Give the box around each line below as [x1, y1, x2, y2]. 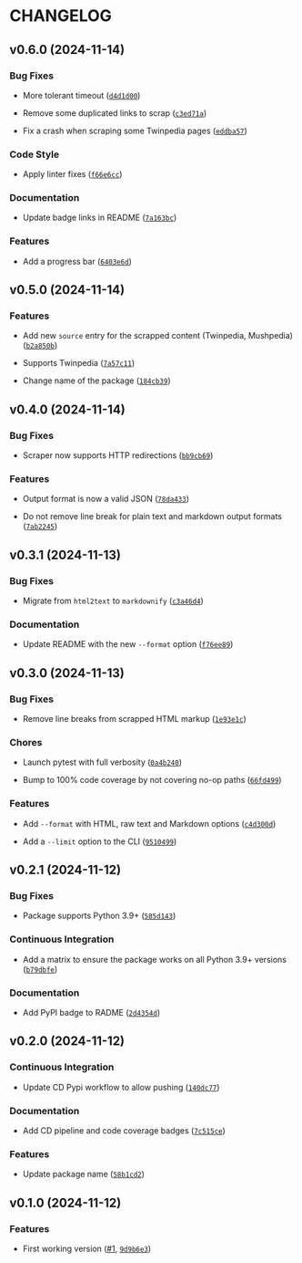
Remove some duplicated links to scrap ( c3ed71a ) [22, 107, 207, 119]
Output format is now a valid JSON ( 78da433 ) [22, 494, 189, 505]
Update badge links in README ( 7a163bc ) [22, 212, 177, 224]
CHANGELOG [9, 5, 112, 26]
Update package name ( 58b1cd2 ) [22, 1169, 146, 1180]
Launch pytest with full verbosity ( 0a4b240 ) [22, 757, 183, 767]
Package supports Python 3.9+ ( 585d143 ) [22, 910, 176, 922]
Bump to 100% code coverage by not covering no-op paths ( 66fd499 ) [22, 775, 282, 786]
